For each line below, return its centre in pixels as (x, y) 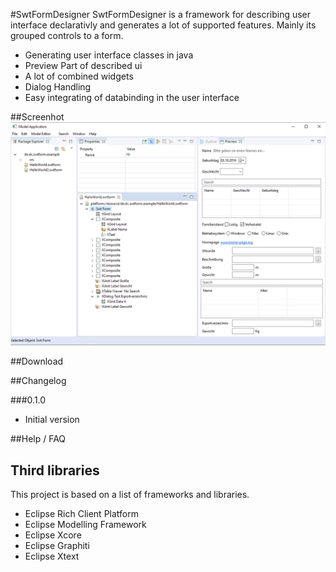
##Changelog (38, 381)
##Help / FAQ (38, 439)
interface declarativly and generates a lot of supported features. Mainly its (163, 25)
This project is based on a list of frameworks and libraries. (130, 495)
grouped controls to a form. (67, 35)
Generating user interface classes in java (109, 55)
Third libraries (55, 470)
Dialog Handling (58, 87)
